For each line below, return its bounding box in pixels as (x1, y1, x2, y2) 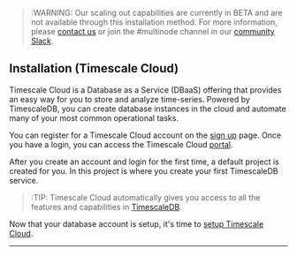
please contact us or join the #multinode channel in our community (30, 26, 276, 36)
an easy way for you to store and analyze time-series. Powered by (9, 94, 250, 104)
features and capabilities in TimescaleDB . (30, 201, 183, 212)
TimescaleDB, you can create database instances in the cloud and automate (9, 103, 286, 114)
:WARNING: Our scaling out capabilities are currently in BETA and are (30, 8, 283, 18)
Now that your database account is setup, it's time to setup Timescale (9, 218, 264, 229)
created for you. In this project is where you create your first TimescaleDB (9, 165, 278, 176)
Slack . (30, 35, 54, 46)
